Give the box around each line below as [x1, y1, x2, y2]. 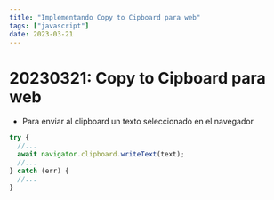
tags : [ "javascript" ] [9, 21, 90, 30]
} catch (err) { [9, 166, 69, 175]
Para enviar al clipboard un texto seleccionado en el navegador [21, 116, 254, 127]
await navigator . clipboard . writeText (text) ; [17, 150, 185, 159]
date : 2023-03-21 [9, 29, 74, 38]
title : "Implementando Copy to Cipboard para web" [9, 12, 201, 22]
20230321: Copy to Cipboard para [9, 68, 266, 88]
